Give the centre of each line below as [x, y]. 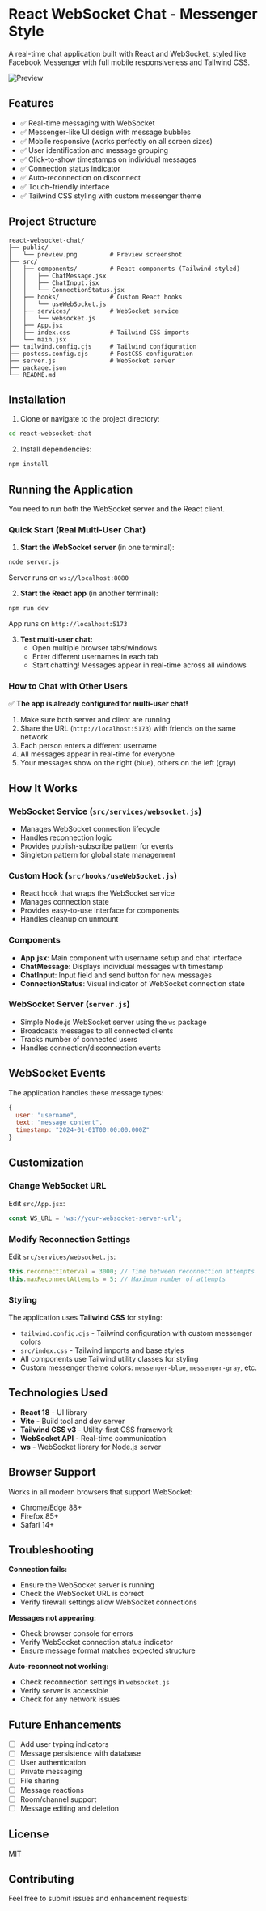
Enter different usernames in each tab [95, 656]
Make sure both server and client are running [95, 720]
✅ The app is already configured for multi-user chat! [98, 704]
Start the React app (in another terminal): [89, 593]
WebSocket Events [57, 1073]
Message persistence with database [80, 1753]
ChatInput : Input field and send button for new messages [116, 975]
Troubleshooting [51, 1550]
